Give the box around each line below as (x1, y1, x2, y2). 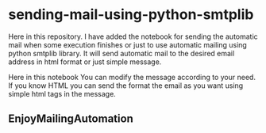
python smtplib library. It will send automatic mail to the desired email (8, 48, 235, 58)
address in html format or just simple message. (8, 57, 162, 66)
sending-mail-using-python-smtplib (8, 6, 254, 24)
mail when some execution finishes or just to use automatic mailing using (8, 40, 248, 49)
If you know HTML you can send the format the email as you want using (8, 81, 244, 90)
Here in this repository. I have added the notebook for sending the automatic (8, 32, 258, 41)
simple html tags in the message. (8, 89, 117, 98)
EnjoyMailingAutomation (8, 112, 133, 126)
